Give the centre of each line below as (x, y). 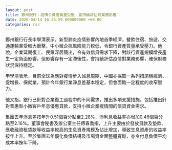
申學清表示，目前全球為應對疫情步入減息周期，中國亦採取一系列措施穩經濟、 (86, 76)
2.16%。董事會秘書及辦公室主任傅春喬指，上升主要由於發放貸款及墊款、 (90, 123)
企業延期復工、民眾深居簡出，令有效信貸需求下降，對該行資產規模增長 (88, 52)
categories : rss (23, 24)
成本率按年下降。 (23, 143)
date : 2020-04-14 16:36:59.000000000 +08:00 (53, 19)
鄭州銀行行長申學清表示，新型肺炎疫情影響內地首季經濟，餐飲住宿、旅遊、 (84, 39)
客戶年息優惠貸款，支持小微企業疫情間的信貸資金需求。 (90, 106)
